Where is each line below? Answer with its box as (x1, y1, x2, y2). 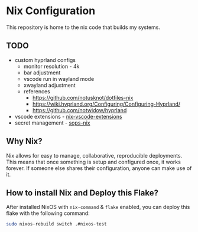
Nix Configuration (6, 4, 96, 18)
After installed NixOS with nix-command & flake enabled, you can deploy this (6, 204, 190, 211)
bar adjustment (23, 69, 61, 76)
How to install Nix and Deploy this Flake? (6, 188, 158, 198)
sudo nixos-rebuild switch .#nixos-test (6, 221, 108, 227)
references (23, 87, 50, 95)
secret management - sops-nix (14, 119, 90, 126)
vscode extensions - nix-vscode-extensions (14, 113, 122, 120)
